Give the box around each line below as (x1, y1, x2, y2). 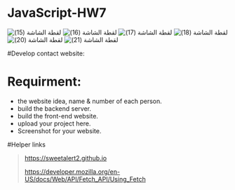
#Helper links (7, 140, 46, 149)
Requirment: (7, 74, 82, 90)
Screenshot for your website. (17, 126, 102, 135)
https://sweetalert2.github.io (24, 154, 107, 162)
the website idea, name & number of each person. (17, 97, 163, 105)
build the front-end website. (17, 111, 98, 120)
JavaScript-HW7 (7, 5, 107, 21)
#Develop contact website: (7, 49, 85, 57)
